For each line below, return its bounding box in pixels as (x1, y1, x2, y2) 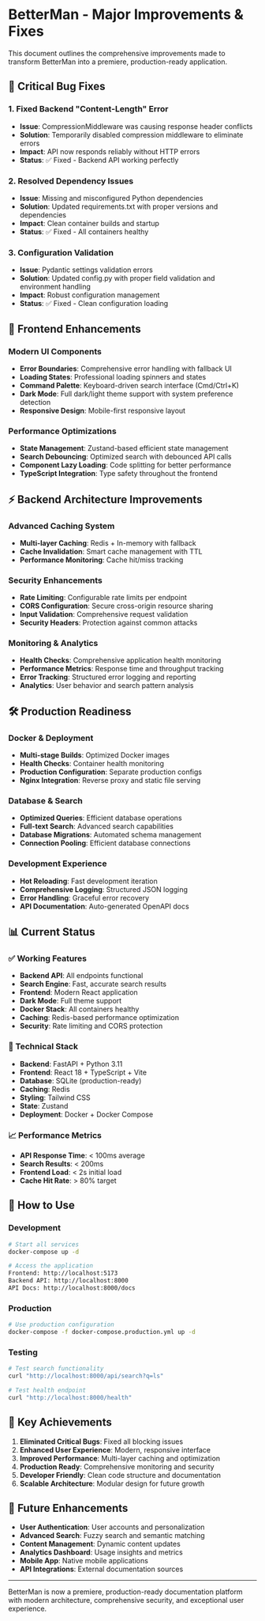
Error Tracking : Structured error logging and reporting (19, 672, 197, 682)
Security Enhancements (8, 575, 103, 586)
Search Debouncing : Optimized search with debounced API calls (19, 452, 232, 462)
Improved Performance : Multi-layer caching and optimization (19, 1453, 221, 1463)
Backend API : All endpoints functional (19, 971, 144, 981)
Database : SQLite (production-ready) (19, 1075, 142, 1085)
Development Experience (8, 858, 107, 869)
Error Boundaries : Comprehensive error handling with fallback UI (19, 364, 233, 373)
